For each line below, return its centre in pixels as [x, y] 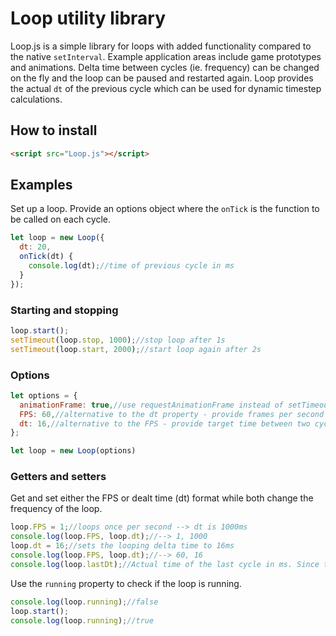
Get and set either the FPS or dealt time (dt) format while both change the [162, 498]
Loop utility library [88, 18]
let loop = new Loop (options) [73, 451]
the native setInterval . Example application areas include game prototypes [166, 56]
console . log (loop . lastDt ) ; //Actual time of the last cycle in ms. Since [165, 564]
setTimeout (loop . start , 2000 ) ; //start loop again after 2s [136, 349]
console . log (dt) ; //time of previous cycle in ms [131, 266]
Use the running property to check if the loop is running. [126, 583]
